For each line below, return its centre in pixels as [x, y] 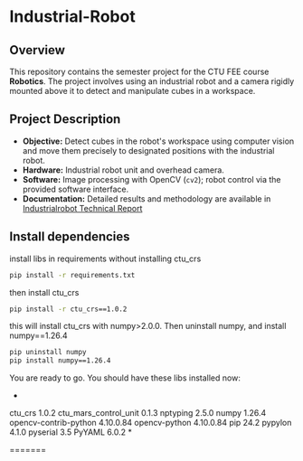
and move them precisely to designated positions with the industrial [148, 150]
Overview [38, 50]
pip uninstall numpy [48, 353]
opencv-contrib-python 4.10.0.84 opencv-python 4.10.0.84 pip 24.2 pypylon [151, 423]
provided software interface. [76, 189]
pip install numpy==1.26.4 [60, 361]
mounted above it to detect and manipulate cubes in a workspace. [133, 91]
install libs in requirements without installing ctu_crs [105, 259]
